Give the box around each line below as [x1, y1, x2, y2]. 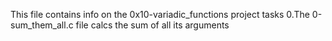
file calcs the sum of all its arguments [75, 19, 230, 31]
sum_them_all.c [10, 19, 74, 31]
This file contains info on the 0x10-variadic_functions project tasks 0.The [10, 9, 310, 20]
